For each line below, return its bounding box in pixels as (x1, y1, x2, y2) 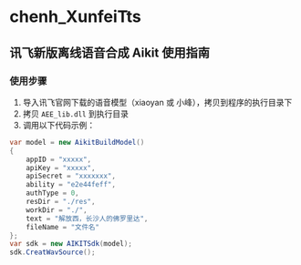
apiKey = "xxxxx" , (26, 163, 96, 172)
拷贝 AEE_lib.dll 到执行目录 (22, 107, 130, 119)
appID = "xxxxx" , (26, 155, 92, 164)
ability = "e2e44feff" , (26, 180, 117, 189)
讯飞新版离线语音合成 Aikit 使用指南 (9, 45, 210, 60)
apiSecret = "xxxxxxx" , (26, 171, 117, 181)
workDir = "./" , (26, 205, 88, 215)
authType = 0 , (26, 189, 79, 198)
